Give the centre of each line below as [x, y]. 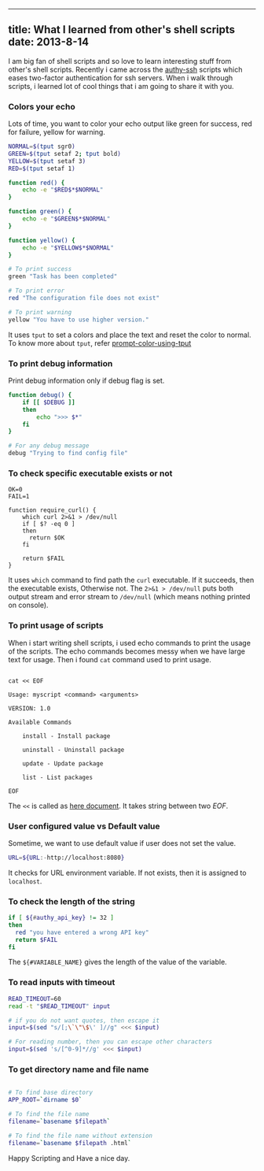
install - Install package [66, 736]
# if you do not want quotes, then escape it [84, 1021]
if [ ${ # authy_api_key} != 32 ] [61, 918]
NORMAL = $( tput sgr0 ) [42, 146]
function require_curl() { [52, 510]
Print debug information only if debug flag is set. [86, 381]
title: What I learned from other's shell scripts [122, 30]
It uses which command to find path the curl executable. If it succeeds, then [131, 580]
